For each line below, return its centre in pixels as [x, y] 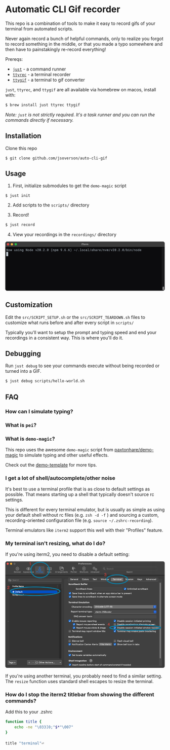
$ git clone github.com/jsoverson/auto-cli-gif [56, 158]
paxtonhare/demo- [134, 449]
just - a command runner [39, 69]
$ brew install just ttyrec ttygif [43, 105]
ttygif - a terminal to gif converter [49, 80]
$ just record [20, 225]
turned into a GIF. [23, 371]
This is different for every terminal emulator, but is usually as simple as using [85, 510]
